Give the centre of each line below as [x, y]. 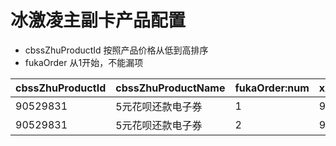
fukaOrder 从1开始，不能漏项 [84, 62]
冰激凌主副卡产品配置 [98, 20]
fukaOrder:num [272, 88]
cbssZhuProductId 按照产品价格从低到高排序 [116, 50]
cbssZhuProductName [170, 88]
